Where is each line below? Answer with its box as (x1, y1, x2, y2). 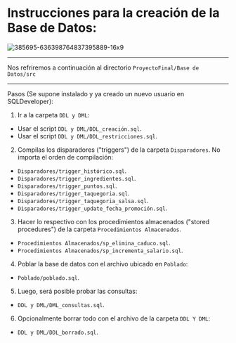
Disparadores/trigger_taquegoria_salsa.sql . (17, 196, 149, 205)
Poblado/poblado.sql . (17, 273, 79, 282)
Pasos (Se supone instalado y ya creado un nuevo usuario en (7, 89, 185, 98)
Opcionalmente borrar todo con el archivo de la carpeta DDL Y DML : (17, 314, 211, 323)
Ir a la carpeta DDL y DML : (17, 110, 90, 119)
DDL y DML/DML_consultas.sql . (17, 300, 105, 309)
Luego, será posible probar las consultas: (17, 287, 138, 295)
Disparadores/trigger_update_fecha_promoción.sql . (17, 204, 168, 212)
